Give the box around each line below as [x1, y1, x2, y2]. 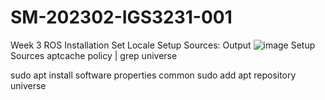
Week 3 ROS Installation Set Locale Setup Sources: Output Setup [10, 39, 316, 51]
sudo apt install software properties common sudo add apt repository [10, 69, 297, 81]
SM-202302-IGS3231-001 [10, 6, 233, 29]
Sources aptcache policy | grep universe [10, 49, 178, 61]
